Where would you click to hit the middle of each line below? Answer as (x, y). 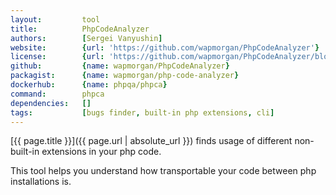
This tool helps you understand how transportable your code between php (163, 171)
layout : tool (55, 19)
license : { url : (57, 57)
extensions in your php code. (101, 152)
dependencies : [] (51, 103)
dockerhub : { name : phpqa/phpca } (89, 85)
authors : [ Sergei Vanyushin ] (86, 38)
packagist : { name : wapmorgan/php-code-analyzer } (125, 76)
